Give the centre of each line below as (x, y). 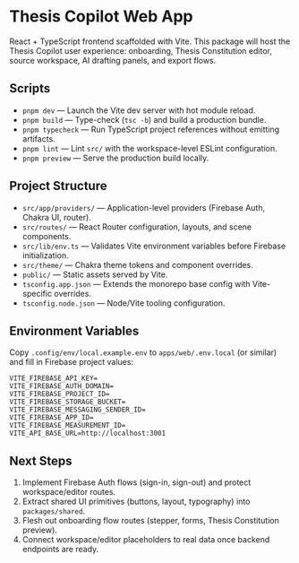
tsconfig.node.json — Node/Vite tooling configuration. (124, 303)
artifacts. (38, 139)
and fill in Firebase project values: (72, 362)
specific (37, 293)
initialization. (45, 255)
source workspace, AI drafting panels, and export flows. (113, 60)
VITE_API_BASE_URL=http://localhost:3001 (88, 433)
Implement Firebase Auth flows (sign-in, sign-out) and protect (137, 482)
